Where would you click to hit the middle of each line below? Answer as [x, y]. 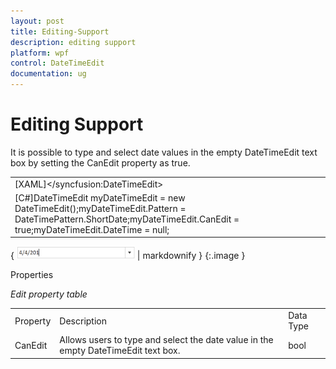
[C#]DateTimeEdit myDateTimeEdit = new [100, 197]
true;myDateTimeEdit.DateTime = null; [92, 229]
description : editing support [73, 42]
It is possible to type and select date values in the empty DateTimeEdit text [164, 152]
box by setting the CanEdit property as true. [100, 162]
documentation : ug [48, 74]
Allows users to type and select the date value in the [166, 340]
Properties [32, 275]
